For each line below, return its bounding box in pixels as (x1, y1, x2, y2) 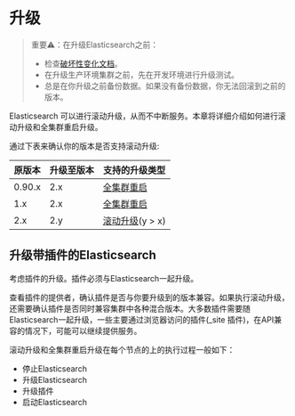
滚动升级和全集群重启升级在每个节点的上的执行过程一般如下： (9, 344, 235, 355)
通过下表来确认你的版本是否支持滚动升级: (9, 140, 160, 151)
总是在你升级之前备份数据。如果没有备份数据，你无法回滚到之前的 (44, 80, 286, 91)
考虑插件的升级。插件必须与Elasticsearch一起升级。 (9, 273, 198, 283)
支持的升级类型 (103, 164, 166, 176)
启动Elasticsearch (21, 396, 87, 407)
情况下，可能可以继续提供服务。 (24, 325, 142, 336)
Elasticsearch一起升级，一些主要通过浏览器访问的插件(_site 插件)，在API (9, 314, 275, 325)
